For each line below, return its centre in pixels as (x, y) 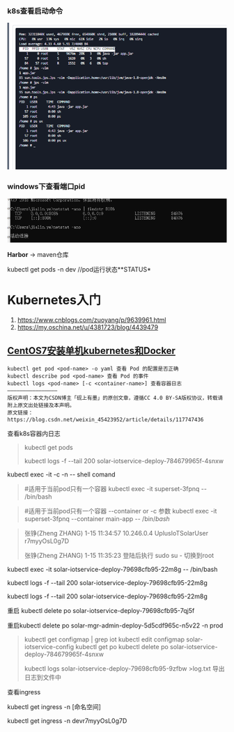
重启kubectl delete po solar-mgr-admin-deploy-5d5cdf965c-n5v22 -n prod (115, 625)
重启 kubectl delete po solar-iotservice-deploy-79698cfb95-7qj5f (101, 610)
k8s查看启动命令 (35, 10)
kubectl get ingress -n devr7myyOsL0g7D (67, 721)
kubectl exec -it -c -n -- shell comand (61, 474)
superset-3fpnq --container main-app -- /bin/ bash (97, 519)
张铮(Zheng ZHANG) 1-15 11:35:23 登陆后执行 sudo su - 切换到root (119, 555)
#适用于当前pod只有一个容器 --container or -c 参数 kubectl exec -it (120, 511)
